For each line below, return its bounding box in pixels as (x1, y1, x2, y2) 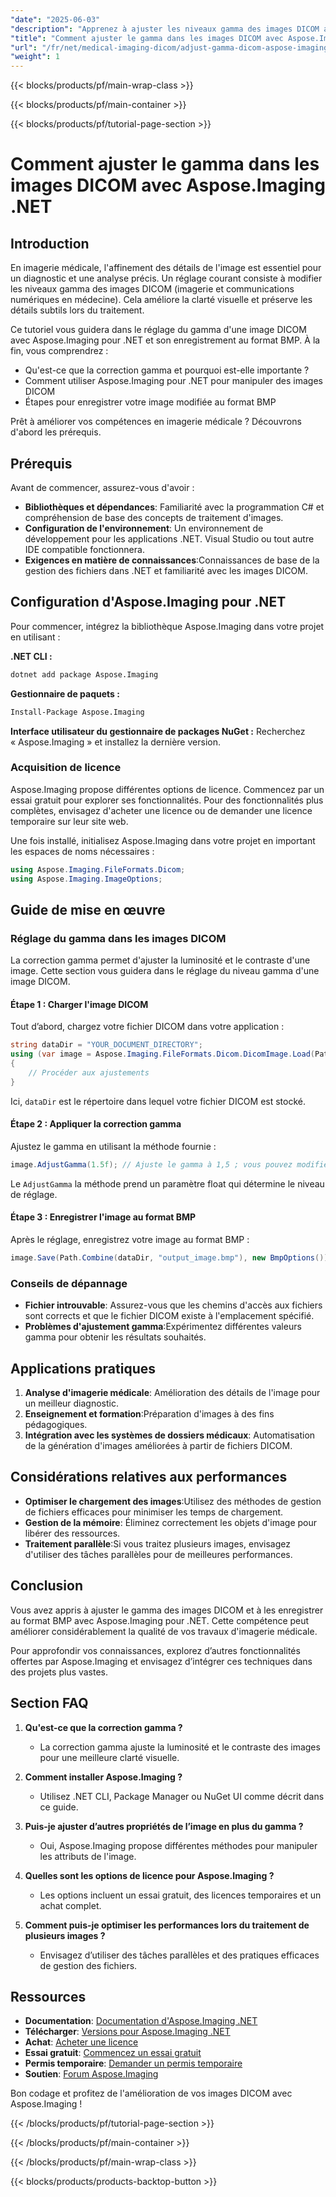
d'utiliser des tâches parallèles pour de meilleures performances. (24, 1548, 293, 1560)
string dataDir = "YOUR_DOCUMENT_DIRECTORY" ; (10, 1040, 203, 1050)
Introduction (10, 235, 90, 252)
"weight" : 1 (10, 52, 60, 62)
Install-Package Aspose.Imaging (10, 707, 145, 717)
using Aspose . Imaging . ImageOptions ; (10, 874, 163, 884)
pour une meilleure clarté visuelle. (39, 1751, 180, 1763)
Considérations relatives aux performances (10, 1469, 288, 1486)
